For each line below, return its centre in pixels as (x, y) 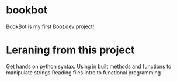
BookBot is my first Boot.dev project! (50, 26)
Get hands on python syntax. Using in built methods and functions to (89, 66)
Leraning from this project (70, 50)
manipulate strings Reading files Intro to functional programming (84, 72)
